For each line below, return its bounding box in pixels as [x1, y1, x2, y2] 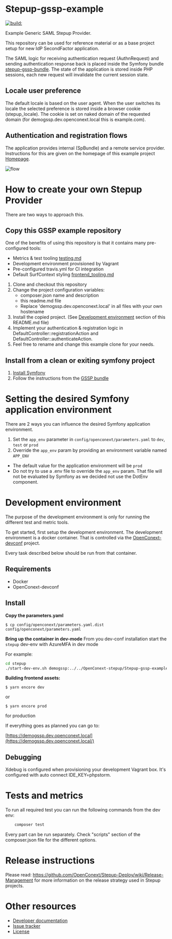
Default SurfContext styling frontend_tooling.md [12, 272, 114, 278]
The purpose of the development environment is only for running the [5, 514, 150, 520]
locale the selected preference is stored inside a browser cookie [5, 106, 141, 112]
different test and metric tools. [5, 519, 69, 525]
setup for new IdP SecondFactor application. [5, 45, 99, 51]
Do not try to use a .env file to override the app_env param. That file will [12, 468, 162, 474]
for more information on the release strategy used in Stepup [34, 877, 161, 883]
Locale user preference [5, 87, 81, 95]
